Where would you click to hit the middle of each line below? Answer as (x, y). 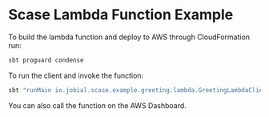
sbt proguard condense (46, 60)
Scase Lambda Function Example (121, 15)
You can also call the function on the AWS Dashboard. (97, 105)
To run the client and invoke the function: (76, 75)
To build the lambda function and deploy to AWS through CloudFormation (129, 37)
